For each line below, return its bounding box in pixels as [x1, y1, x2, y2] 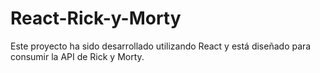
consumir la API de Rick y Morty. [10, 50, 145, 62]
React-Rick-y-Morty [10, 7, 182, 30]
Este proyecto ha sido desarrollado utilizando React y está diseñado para [10, 40, 312, 52]
